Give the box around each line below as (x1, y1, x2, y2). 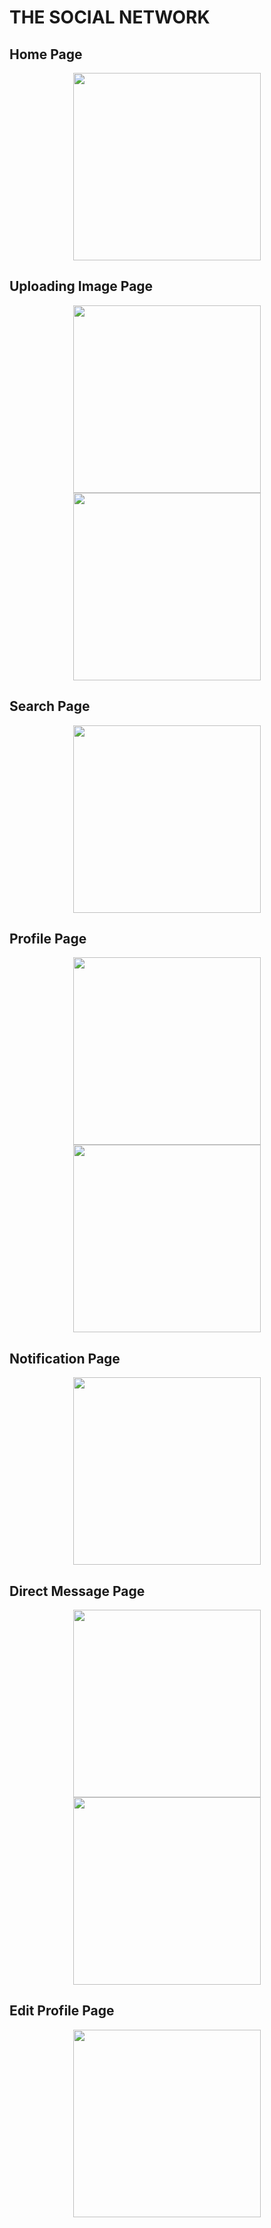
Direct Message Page (9, 1582, 146, 1600)
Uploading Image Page (9, 278, 154, 295)
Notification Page (9, 1350, 121, 1367)
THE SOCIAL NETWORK (9, 6, 211, 29)
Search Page (9, 698, 91, 715)
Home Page (9, 46, 83, 63)
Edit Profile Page (9, 2002, 115, 2020)
